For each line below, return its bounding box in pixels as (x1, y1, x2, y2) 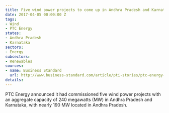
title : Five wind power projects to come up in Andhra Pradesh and (5, 7, 150, 13)
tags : (5, 17, 17, 22)
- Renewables (5, 59, 33, 64)
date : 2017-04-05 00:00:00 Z (5, 12, 66, 17)
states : (5, 31, 22, 36)
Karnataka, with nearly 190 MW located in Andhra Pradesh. (5, 101, 128, 108)
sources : (5, 63, 24, 68)
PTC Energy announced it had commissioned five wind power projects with (5, 91, 161, 97)
